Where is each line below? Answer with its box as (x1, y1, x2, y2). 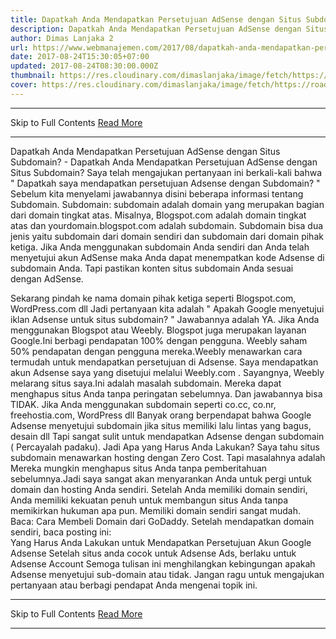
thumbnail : (10, 71, 56, 81)
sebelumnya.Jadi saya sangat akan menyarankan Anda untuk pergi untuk (10, 472, 312, 485)
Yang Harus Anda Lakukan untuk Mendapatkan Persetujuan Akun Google (10, 536, 312, 548)
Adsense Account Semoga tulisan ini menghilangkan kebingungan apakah (10, 557, 316, 570)
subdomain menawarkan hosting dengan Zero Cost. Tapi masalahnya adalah (10, 451, 326, 463)
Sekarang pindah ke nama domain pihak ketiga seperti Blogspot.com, (10, 292, 297, 304)
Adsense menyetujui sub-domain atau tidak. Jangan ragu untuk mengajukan (10, 568, 325, 580)
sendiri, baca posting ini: (10, 526, 112, 538)
